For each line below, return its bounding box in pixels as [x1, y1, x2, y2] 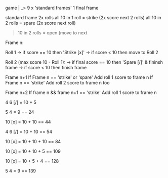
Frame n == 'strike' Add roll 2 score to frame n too [5, 80, 110, 85]
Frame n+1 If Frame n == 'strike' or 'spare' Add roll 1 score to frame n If [5, 74, 153, 80]
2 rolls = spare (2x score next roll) [5, 20, 76, 26]
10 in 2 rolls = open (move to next [17, 30, 88, 35]
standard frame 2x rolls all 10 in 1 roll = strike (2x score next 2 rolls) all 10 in [5, 15, 161, 20]
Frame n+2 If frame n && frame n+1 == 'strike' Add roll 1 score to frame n [5, 90, 157, 96]
